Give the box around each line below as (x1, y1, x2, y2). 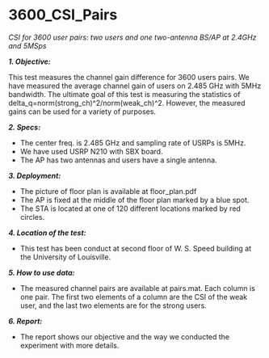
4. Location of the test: (8, 228, 86, 238)
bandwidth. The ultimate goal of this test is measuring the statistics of (8, 89, 241, 99)
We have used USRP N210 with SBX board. (19, 146, 163, 156)
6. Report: (8, 316, 43, 326)
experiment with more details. (19, 340, 120, 350)
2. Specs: (8, 122, 41, 132)
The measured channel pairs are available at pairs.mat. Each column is (19, 283, 256, 293)
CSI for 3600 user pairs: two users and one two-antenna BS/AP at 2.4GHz (8, 32, 257, 42)
